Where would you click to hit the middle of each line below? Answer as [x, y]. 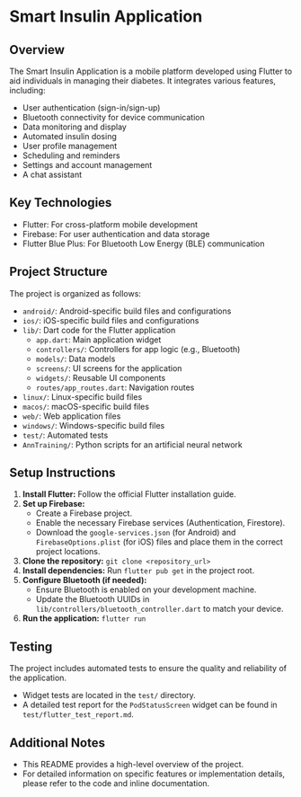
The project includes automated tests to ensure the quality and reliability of [148, 669]
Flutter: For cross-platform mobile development [110, 224]
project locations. [68, 552]
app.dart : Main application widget [98, 340]
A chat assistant [52, 174]
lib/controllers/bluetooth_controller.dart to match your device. [159, 609]
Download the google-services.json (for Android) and [136, 533]
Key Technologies [61, 203]
